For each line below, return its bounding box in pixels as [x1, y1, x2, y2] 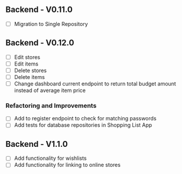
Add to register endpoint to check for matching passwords [14, 115, 157, 122]
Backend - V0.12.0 [5, 38, 74, 48]
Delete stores [14, 67, 47, 74]
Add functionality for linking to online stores [14, 162, 121, 169]
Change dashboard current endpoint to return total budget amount [14, 80, 177, 87]
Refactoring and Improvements [5, 101, 97, 110]
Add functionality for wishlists [14, 155, 87, 162]
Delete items [14, 73, 45, 80]
